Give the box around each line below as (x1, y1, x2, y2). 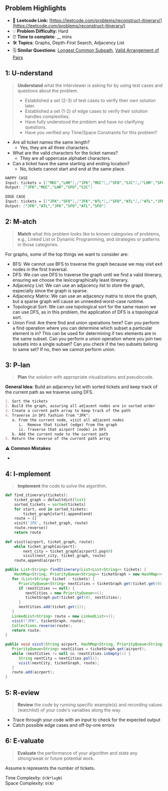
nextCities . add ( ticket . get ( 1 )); (18, 605, 86, 610)
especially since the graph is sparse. (12, 287, 88, 293)
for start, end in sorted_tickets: (14, 507, 88, 512)
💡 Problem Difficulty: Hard (12, 28, 68, 34)
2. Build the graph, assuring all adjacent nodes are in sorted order (5, 404, 155, 409)
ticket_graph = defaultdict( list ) (14, 497, 86, 502)
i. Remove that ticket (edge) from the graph (18, 422, 117, 427)
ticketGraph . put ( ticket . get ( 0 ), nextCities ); (25, 595, 122, 600)
